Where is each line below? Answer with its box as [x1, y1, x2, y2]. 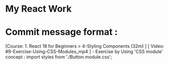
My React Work [5, 3, 72, 15]
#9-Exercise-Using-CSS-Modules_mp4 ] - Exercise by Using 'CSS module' [5, 49, 163, 55]
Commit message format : [5, 26, 118, 38]
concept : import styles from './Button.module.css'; [5, 54, 112, 60]
